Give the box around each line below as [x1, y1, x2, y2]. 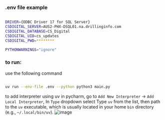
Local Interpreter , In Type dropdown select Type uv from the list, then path [5, 99, 161, 105]
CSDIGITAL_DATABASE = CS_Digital [5, 29, 70, 34]
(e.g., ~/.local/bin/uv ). [5, 109, 54, 115]
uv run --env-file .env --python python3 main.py [5, 84, 111, 89]
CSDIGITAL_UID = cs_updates [5, 33, 59, 38]
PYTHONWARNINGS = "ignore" [5, 47, 57, 52]
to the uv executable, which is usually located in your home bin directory [5, 104, 154, 110]
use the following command [5, 70, 62, 76]
